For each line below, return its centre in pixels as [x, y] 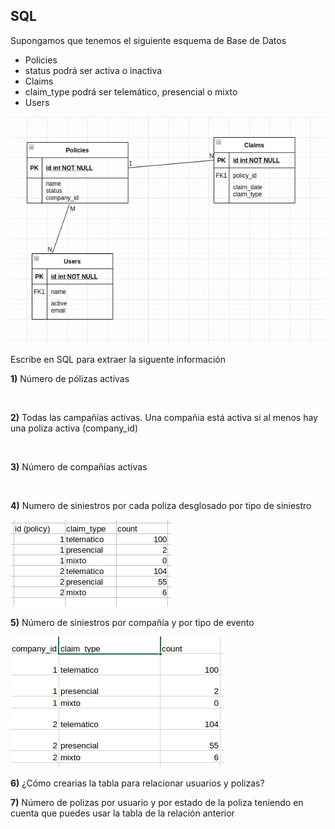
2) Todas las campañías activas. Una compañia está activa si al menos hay [164, 418]
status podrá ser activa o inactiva [93, 70]
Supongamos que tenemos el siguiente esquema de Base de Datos [148, 40]
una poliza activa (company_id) [74, 428]
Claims [39, 81]
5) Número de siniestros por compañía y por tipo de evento [132, 623]
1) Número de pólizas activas [70, 379]
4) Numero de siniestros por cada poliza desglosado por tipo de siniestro [161, 506]
